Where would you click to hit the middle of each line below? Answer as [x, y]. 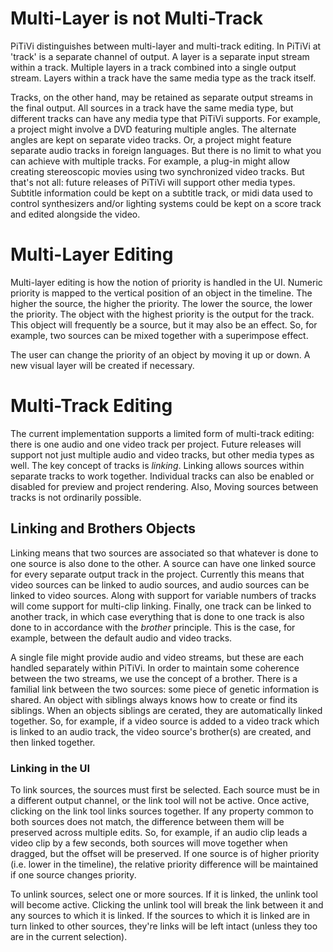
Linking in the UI [50, 768]
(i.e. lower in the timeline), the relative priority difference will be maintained [164, 864]
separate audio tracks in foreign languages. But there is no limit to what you [166, 150]
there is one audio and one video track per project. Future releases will [156, 444]
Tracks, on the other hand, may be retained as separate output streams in [162, 97]
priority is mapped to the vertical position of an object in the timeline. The [161, 293]
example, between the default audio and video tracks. [121, 638]
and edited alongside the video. [75, 214]
